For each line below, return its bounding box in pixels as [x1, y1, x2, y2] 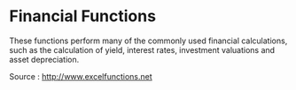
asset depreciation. [9, 54, 80, 64]
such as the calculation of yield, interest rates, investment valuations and [9, 44, 276, 55]
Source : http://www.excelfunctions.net [9, 71, 152, 81]
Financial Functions [9, 6, 157, 26]
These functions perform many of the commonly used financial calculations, [9, 35, 288, 46]
